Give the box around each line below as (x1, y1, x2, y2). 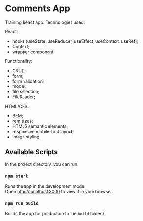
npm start (5, 173, 28, 179)
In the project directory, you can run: (5, 161, 79, 167)
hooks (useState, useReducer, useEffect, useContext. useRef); (12, 38, 139, 44)
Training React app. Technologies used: (5, 19, 85, 25)
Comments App (5, 3, 70, 14)
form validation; (12, 78, 44, 84)
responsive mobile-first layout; (12, 128, 74, 134)
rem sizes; (12, 118, 33, 124)
